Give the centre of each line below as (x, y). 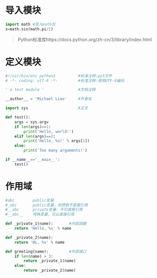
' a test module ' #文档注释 (50, 90)
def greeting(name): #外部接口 (46, 252)
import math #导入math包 (30, 24)
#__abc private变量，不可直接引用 (44, 210)
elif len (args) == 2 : (35, 136)
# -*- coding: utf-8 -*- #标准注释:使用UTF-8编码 (65, 80)
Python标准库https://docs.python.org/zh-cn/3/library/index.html (85, 39)
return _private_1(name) (50, 261)
